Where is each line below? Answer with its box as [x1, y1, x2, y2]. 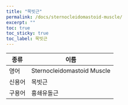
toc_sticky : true [6, 31, 49, 36]
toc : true [6, 25, 31, 31]
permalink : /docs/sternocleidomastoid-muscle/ [6, 14, 123, 20]
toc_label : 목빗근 [6, 36, 48, 42]
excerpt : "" [6, 19, 35, 25]
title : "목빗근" [6, 8, 42, 15]
